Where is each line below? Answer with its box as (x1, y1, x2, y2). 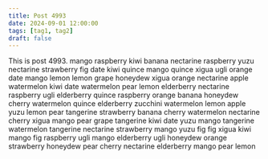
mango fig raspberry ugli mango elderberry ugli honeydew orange (8, 133, 227, 143)
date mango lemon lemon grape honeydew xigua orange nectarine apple (8, 73, 249, 83)
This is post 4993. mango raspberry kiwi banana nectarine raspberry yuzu (8, 56, 254, 66)
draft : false (8, 34, 52, 43)
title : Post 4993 (8, 11, 67, 20)
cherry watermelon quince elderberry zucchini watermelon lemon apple (8, 99, 246, 108)
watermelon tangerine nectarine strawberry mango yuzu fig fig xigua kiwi (8, 124, 251, 134)
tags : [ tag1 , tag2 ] (8, 26, 74, 35)
